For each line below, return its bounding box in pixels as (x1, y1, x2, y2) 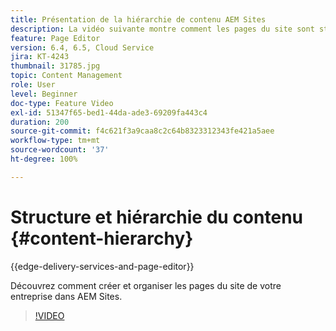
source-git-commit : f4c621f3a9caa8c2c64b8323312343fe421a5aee (10, 126, 275, 136)
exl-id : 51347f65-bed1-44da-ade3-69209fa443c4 (10, 107, 208, 118)
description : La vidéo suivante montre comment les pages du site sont (10, 24, 315, 34)
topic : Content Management (10, 71, 123, 81)
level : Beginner (10, 89, 78, 99)
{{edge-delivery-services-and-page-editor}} (10, 260, 195, 272)
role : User (10, 80, 56, 90)
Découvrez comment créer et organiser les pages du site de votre (10, 279, 282, 291)
